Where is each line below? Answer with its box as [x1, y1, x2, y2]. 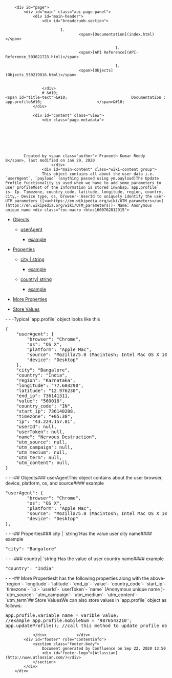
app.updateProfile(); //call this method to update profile [5, 623, 160, 629]
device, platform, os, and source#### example [5, 480, 104, 486]
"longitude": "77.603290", [16, 383, 84, 388]
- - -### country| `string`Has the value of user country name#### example [5, 556, 164, 562]
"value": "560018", [16, 398, 65, 404]
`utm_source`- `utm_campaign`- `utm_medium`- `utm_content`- [5, 592, 138, 598]
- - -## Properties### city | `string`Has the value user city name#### [5, 530, 152, 537]
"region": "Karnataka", [16, 378, 76, 383]
